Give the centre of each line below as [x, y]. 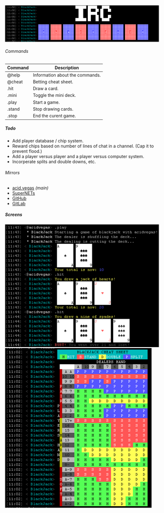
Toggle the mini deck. [55, 95]
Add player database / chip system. [48, 140]
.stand [13, 109]
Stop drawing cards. [53, 109]
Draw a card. [46, 89]
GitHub [19, 198]
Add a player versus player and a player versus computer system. [78, 156]
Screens [14, 215]
